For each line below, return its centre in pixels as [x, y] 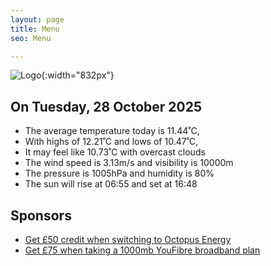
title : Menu [35, 29]
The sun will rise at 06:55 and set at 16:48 [111, 184]
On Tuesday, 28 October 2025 [106, 106]
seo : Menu [31, 38]
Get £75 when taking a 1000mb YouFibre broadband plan [142, 250]
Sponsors [41, 215]
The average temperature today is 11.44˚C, [112, 131]
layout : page [37, 19]
